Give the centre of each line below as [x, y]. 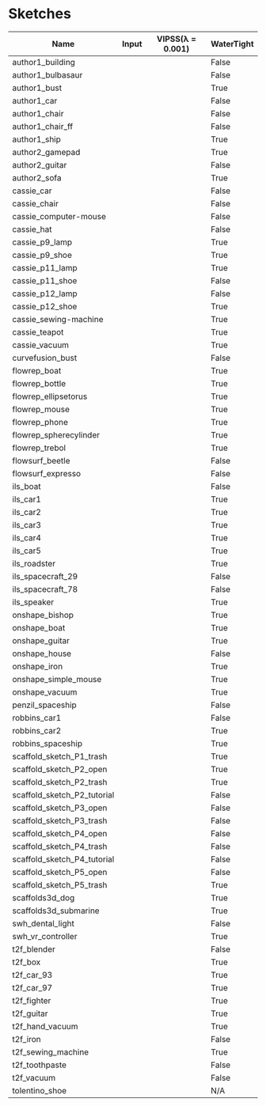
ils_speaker [33, 602]
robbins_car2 [37, 730]
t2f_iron [27, 1039]
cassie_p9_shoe [42, 255]
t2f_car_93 [32, 975]
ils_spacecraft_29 [45, 576]
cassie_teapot [38, 331]
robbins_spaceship [47, 743]
